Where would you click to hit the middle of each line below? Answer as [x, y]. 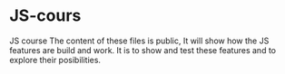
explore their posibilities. [55, 60]
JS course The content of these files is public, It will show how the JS [139, 41]
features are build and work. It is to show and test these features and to [143, 50]
